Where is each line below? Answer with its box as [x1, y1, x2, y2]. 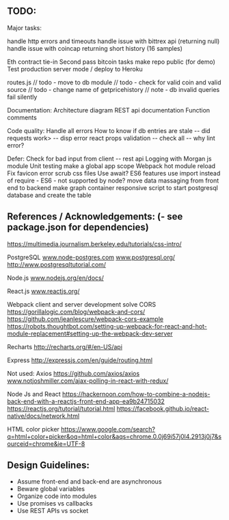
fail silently [7, 93, 38, 101]
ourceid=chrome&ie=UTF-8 [7, 439, 85, 448]
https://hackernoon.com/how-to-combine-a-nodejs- [62, 390, 211, 398]
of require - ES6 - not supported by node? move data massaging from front [7, 176, 219, 185]
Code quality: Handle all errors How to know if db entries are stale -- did [7, 126, 211, 134]
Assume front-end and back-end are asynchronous [16, 477, 162, 486]
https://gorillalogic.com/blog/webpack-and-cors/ [7, 307, 146, 316]
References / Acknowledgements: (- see [7, 211, 183, 222]
